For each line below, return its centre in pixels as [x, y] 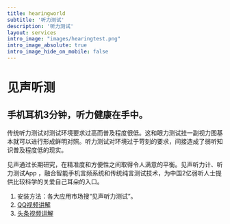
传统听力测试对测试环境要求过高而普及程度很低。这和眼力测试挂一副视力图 [112, 133]
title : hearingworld [37, 13]
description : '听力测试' [40, 26]
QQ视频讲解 [34, 204]
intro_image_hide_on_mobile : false [58, 52]
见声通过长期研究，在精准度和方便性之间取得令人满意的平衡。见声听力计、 [112, 164]
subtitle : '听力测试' [36, 20]
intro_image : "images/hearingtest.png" [64, 39]
